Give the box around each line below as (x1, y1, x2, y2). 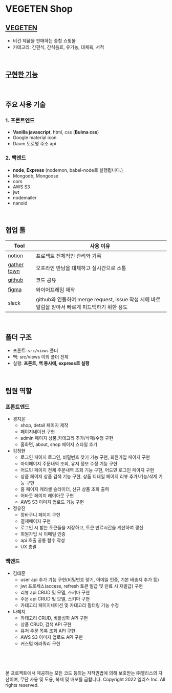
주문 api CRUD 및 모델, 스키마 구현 (20, 596, 90, 602)
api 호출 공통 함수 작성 (20, 538, 66, 544)
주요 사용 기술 (5, 100, 46, 109)
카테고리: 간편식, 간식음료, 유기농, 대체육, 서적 (12, 44, 104, 50)
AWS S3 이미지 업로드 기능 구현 (20, 499, 84, 505)
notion (8, 252, 24, 259)
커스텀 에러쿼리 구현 (20, 640, 60, 647)
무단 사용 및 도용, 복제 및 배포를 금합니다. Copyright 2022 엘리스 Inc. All (20, 676, 165, 683)
